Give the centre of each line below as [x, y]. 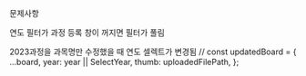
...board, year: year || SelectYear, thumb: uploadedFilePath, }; [124, 62]
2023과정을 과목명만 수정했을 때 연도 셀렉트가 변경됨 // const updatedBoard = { [153, 52]
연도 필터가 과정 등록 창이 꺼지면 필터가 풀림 [87, 33]
